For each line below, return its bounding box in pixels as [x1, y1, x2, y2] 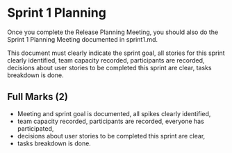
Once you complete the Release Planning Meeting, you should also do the [7, 28, 219, 36]
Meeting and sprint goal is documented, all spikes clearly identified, [17, 109, 211, 118]
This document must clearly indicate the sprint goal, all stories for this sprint [7, 49, 225, 57]
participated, [17, 124, 54, 133]
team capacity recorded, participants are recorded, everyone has [17, 117, 205, 125]
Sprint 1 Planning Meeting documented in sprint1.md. [7, 35, 158, 43]
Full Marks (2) [7, 91, 68, 103]
